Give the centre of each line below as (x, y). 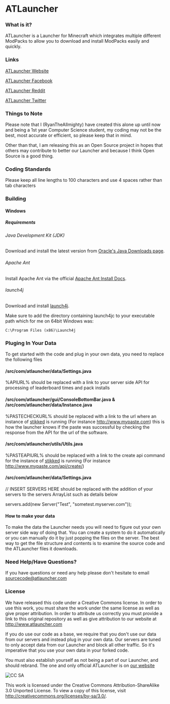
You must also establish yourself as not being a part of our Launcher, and (82, 660)
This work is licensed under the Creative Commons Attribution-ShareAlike (82, 685)
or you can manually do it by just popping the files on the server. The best (82, 538)
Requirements (20, 222)
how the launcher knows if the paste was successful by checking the (77, 427)
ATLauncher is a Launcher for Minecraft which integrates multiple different (83, 36)
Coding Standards (28, 169)
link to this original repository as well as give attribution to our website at (81, 619)
